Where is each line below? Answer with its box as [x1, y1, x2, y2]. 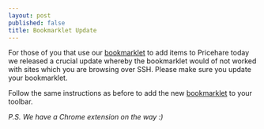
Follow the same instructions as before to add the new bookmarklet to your [8, 89, 253, 98]
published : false [8, 19, 66, 27]
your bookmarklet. [8, 73, 68, 83]
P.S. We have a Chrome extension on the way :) [8, 112, 164, 122]
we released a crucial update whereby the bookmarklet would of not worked [8, 56, 257, 66]
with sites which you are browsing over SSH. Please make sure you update [8, 65, 251, 74]
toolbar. [8, 97, 33, 107]
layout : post [8, 11, 51, 20]
